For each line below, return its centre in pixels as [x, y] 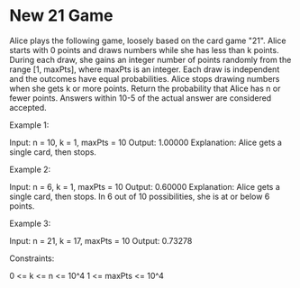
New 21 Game [61, 16]
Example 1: [29, 125]
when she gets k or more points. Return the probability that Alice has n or [145, 88]
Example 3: [30, 223]
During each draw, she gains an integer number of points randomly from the [150, 59]
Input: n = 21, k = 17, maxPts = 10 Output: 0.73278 [101, 240]
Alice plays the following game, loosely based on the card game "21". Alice [148, 40]
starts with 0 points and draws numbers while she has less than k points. [144, 49]
